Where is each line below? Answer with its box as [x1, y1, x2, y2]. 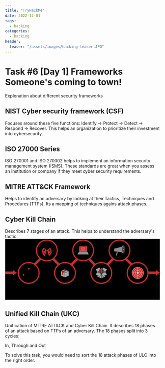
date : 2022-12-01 [5, 13, 41, 18]
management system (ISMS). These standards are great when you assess [5, 163, 155, 169]
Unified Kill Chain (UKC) [5, 309, 80, 318]
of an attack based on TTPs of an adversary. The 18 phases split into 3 [5, 328, 148, 334]
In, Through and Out [5, 342, 46, 349]
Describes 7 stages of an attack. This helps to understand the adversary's [5, 228, 155, 234]
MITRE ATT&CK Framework [5, 183, 91, 191]
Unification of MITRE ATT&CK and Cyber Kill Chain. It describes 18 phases [5, 323, 156, 329]
